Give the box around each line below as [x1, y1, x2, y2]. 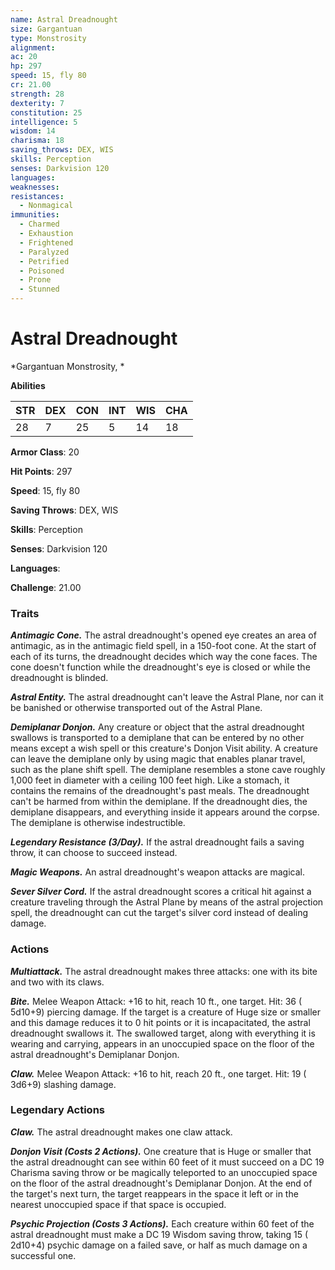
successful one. [10, 1249, 77, 1261]
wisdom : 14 [10, 126, 56, 136]
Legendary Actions [10, 1103, 105, 1117]
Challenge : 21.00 [10, 581, 82, 593]
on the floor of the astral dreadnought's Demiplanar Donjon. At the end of [10, 1177, 313, 1189]
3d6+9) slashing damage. [10, 1078, 117, 1090]
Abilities [10, 379, 46, 391]
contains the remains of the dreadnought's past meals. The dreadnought [10, 785, 310, 797]
